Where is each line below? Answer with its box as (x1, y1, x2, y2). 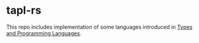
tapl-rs (6, 4, 42, 17)
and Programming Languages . (6, 29, 82, 36)
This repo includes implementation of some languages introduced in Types (6, 23, 193, 30)
